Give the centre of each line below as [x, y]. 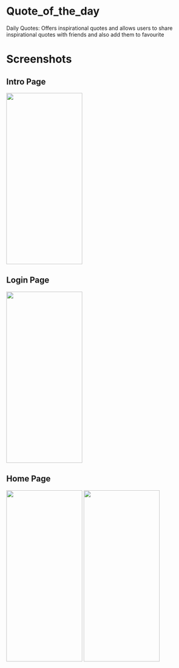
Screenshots [39, 59]
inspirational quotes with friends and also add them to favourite [85, 34]
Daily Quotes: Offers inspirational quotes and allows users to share [89, 28]
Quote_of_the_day [53, 11]
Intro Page [26, 81]
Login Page [28, 280]
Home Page [29, 479]
